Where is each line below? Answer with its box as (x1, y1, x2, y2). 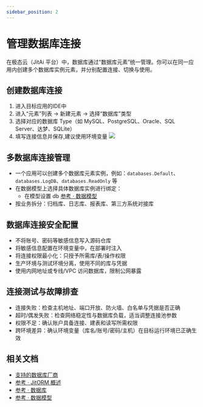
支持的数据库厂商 (15, 371, 58, 378)
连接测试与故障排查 (6, 287, 78, 297)
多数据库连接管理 (6, 152, 71, 163)
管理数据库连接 (6, 37, 81, 50)
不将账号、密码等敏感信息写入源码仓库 (15, 237, 111, 244)
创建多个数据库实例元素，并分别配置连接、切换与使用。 (16, 66, 156, 73)
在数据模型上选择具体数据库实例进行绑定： (15, 185, 122, 192)
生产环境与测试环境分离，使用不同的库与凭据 (15, 259, 128, 267)
